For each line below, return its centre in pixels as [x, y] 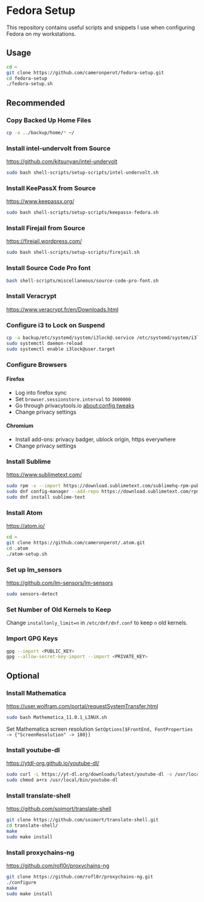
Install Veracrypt [31, 296]
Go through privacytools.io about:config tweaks [75, 405]
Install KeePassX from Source [51, 188]
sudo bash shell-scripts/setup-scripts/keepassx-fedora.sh [83, 213]
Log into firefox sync [41, 392]
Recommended [36, 103]
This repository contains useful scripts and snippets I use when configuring [101, 27]
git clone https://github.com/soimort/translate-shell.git [83, 820]
